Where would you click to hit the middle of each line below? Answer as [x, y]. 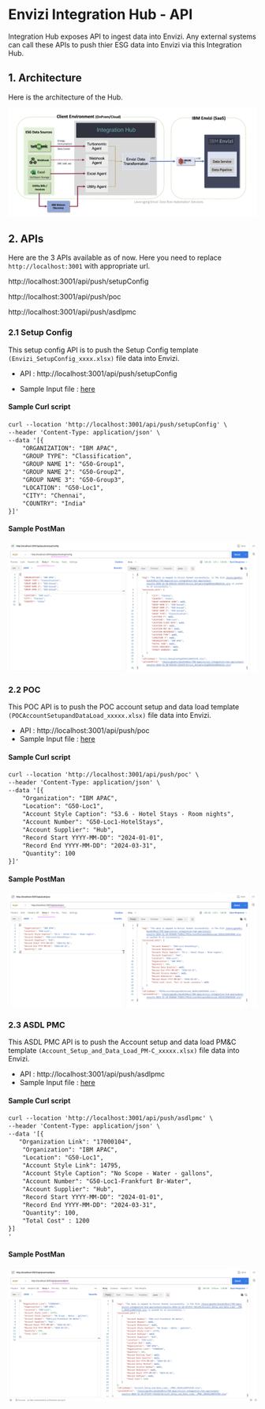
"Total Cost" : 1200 [56, 1221]
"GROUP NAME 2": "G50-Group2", [74, 472]
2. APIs [26, 239]
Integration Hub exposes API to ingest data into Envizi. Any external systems [132, 36]
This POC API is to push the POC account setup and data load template [124, 707]
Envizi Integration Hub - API [101, 15]
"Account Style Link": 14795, [72, 1166]
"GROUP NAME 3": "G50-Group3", [74, 479]
